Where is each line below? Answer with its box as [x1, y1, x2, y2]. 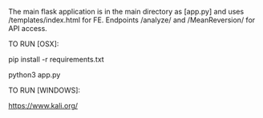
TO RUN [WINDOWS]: [8, 85, 81, 95]
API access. [8, 24, 48, 33]
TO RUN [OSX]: [8, 39, 59, 49]
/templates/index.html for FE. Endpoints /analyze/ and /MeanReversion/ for [8, 15, 256, 25]
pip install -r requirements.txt [8, 55, 104, 64]
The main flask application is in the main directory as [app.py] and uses [8, 7, 245, 16]
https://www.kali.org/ [8, 101, 79, 110]
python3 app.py [8, 70, 61, 79]
